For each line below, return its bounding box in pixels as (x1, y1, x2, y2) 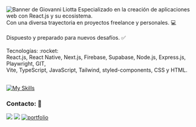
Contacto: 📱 (6, 99, 42, 108)
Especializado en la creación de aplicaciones (77, 6, 191, 13)
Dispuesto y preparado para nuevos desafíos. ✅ (6, 34, 126, 41)
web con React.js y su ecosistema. (6, 12, 93, 19)
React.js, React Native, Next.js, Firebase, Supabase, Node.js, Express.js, (6, 54, 186, 61)
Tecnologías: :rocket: (6, 48, 59, 54)
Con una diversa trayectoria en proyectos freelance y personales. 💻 (6, 19, 177, 26)
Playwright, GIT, (6, 60, 47, 67)
